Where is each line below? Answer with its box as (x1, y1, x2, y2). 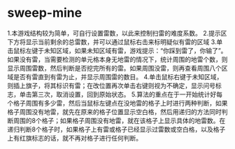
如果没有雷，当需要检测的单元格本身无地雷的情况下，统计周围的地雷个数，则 (7, 55, 228, 64)
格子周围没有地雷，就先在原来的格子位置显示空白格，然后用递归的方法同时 (7, 107, 222, 116)
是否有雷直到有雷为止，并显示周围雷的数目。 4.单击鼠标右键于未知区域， (13, 72, 223, 81)
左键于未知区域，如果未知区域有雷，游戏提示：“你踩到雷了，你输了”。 (25, 46, 227, 55)
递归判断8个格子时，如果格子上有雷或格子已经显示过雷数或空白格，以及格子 (7, 125, 226, 134)
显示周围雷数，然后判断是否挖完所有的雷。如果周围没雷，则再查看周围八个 (7, 64, 222, 72)
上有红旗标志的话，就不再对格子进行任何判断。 (7, 134, 142, 142)
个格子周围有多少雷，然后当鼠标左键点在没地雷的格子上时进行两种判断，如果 (7, 99, 228, 107)
